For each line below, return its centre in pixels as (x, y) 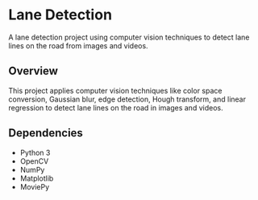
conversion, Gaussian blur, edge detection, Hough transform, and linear (127, 99)
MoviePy (35, 186)
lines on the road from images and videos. (78, 45)
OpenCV (34, 161)
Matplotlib (37, 178)
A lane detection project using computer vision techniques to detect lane (129, 37)
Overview (33, 71)
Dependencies (46, 133)
